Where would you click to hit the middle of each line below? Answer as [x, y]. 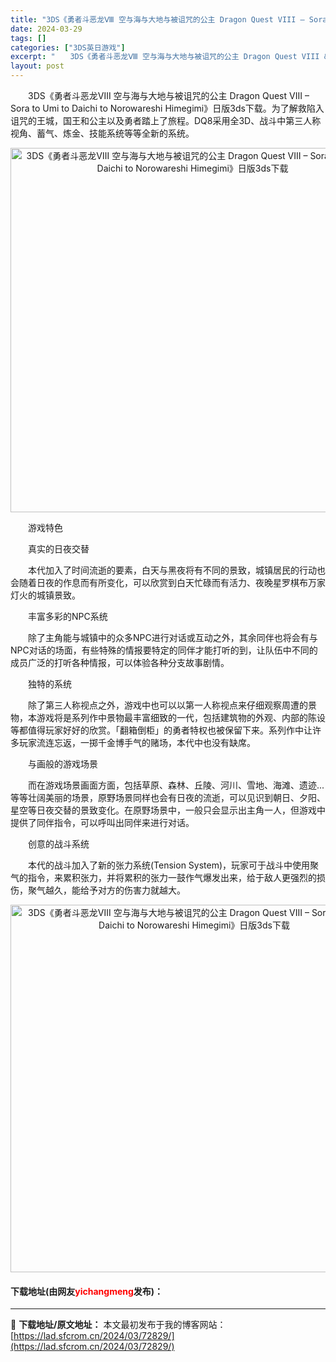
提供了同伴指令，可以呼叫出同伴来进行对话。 [102, 822]
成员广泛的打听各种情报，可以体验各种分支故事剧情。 [120, 662]
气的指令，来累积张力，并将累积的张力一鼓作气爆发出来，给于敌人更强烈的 [163, 877]
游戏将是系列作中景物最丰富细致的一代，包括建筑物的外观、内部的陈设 [181, 717]
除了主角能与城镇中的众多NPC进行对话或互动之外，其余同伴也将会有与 [172, 637]
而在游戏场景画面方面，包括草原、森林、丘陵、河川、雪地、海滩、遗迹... [176, 785]
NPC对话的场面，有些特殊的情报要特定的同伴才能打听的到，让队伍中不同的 [164, 650]
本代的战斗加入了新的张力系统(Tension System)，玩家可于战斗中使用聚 [173, 865]
